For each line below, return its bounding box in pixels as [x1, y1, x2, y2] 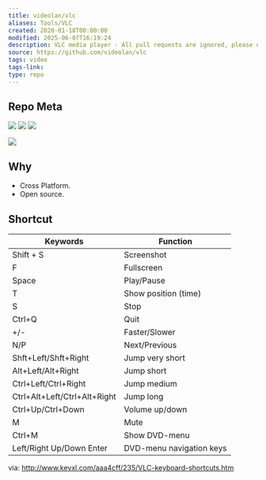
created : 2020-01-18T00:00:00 [8, 26, 108, 34]
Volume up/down [123, 404, 188, 415]
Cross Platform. [19, 181, 71, 190]
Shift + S [12, 249, 44, 260]
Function [158, 236, 192, 247]
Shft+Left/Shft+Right [12, 352, 89, 363]
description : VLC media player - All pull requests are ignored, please [8, 41, 253, 49]
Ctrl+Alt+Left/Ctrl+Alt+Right [12, 391, 116, 402]
